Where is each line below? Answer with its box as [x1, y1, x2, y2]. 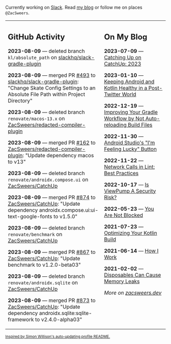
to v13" [8, 158, 26, 165]
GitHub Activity [8, 32, 65, 42]
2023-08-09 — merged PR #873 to [8, 297, 96, 304]
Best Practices [104, 169, 139, 177]
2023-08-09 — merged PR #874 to [8, 193, 96, 200]
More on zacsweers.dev [104, 289, 162, 296]
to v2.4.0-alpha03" [35, 316, 82, 323]
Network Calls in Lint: [104, 163, 155, 170]
